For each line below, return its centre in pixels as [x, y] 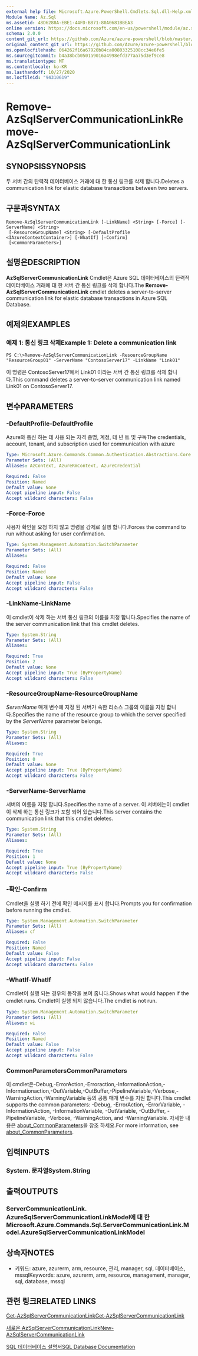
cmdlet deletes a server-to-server [131, 292]
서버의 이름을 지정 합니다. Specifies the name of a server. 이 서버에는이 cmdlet [98, 805]
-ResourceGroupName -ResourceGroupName [72, 693]
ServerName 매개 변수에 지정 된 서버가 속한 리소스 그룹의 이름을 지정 [86, 707]
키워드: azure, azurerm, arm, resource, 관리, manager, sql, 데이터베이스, [100, 1268]
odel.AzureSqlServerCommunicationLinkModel [76, 1232]
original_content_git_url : [39, 45]
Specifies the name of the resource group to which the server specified [99, 715]
